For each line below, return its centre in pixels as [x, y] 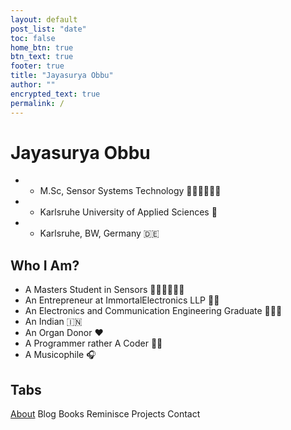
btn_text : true [42, 57]
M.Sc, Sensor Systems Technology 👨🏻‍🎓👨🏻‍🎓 [130, 191]
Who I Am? [45, 265]
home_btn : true [42, 47]
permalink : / [37, 103]
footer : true [37, 66]
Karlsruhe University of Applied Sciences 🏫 [128, 212]
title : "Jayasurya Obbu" [62, 76]
